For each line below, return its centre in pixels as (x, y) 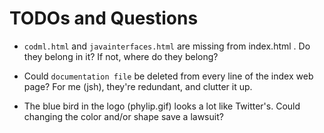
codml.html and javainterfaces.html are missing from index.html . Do (167, 46)
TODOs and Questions (104, 18)
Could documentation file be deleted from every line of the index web (168, 76)
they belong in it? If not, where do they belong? (121, 56)
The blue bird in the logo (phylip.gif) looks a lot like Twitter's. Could (162, 106)
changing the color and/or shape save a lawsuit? (123, 116)
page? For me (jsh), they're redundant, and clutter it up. (138, 86)
